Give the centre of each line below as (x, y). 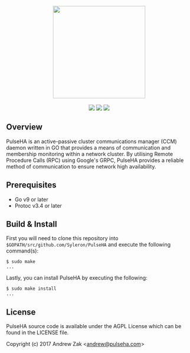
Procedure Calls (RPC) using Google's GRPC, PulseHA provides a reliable (95, 160)
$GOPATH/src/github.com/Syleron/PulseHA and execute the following (89, 245)
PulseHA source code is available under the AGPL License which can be (94, 326)
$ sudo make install (32, 289)
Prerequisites (31, 185)
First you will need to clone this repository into (62, 238)
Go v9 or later (31, 199)
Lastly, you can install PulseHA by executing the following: (77, 278)
